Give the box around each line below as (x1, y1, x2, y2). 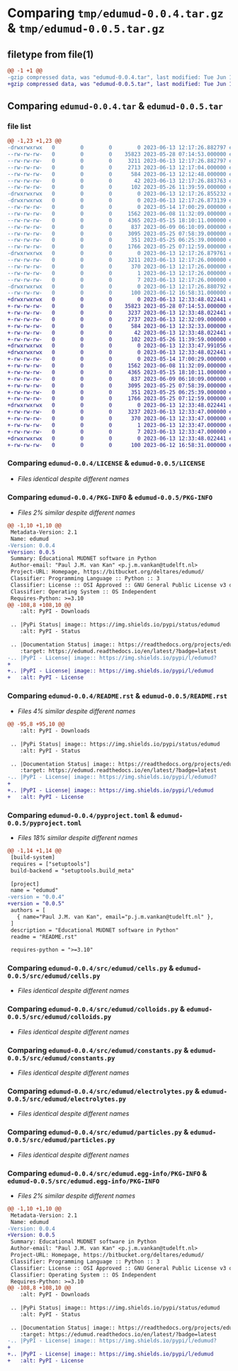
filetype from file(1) (7, 48, 94, 60)
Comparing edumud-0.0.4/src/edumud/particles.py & (7, 1127, 189, 1137)
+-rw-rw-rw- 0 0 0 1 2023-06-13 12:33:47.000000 (7, 421, 227, 429)
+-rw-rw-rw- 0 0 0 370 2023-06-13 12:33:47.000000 (7, 415, 227, 422)
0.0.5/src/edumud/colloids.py (7, 1013, 112, 1021)
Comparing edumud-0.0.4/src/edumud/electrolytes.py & (7, 1086, 200, 1096)
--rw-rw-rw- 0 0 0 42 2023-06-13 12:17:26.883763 (7, 177, 227, 184)
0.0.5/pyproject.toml (7, 819, 82, 827)
